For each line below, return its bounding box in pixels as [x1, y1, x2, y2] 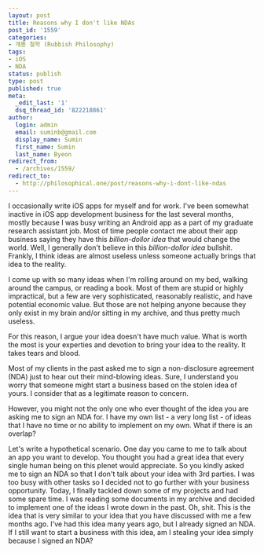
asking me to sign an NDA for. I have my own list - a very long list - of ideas [8, 412, 251, 421]
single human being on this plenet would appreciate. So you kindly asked [8, 460, 245, 470]
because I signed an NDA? [8, 536, 93, 545]
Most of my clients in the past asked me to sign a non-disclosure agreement [8, 363, 255, 373]
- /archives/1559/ [15, 165, 76, 173]
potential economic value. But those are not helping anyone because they [8, 299, 247, 309]
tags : [8, 48, 26, 56]
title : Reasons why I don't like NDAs [8, 19, 135, 27]
